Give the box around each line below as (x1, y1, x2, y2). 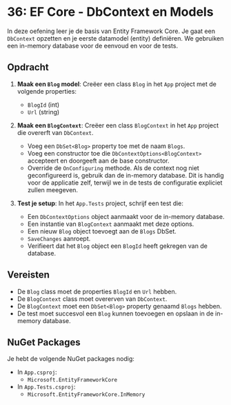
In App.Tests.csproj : (17, 383, 76, 391)
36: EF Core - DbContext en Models (7, 4, 214, 20)
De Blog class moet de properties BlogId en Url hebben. (17, 287, 177, 295)
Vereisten (7, 269, 50, 281)
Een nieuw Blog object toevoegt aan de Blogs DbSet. (27, 227, 177, 235)
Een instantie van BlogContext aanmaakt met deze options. (27, 220, 194, 228)
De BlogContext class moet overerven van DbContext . (17, 294, 168, 303)
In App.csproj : (17, 368, 57, 376)
